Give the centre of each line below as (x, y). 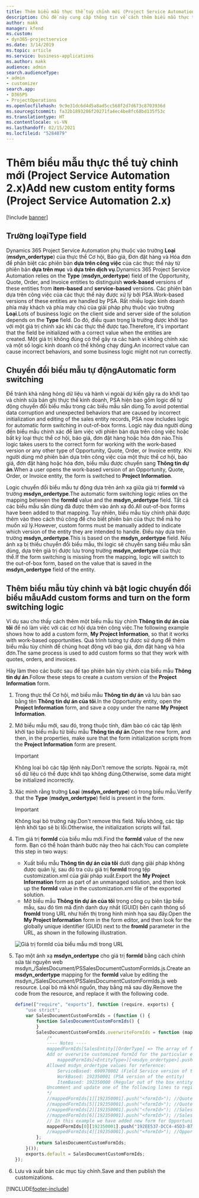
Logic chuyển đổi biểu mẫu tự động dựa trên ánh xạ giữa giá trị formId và (95, 487)
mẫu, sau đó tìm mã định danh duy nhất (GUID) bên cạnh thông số (105, 908)
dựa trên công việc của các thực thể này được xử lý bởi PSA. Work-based (95, 295)
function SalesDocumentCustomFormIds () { (88, 1021)
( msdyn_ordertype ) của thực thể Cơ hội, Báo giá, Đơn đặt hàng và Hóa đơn (99, 257)
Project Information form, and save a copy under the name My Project (101, 708)
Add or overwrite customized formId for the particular (117, 1055)
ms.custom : (20, 34)
